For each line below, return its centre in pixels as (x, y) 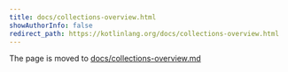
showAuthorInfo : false (51, 25)
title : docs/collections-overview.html (83, 17)
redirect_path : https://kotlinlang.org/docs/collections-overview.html (144, 33)
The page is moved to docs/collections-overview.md (105, 59)
